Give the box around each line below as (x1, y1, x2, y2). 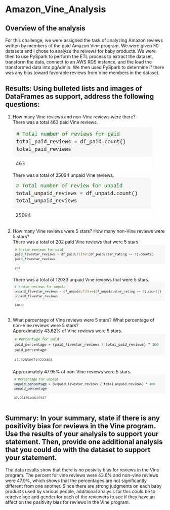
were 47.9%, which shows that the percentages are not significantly (5, 477, 147, 484)
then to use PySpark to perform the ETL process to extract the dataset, (5, 53, 153, 59)
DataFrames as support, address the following (5, 92, 154, 101)
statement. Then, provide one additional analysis (5, 437, 163, 446)
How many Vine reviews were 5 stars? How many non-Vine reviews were (12, 228, 165, 234)
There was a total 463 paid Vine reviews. (12, 119, 98, 125)
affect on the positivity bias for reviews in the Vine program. (5, 499, 130, 505)
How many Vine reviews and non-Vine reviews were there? (12, 113, 136, 120)
